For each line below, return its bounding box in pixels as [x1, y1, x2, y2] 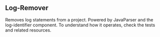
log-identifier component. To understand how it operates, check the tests [5, 22, 156, 28]
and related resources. [5, 27, 52, 33]
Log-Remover [5, 4, 49, 12]
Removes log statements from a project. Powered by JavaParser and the [5, 17, 154, 22]
